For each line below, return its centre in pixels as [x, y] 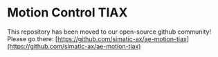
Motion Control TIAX [67, 13]
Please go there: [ [33, 38]
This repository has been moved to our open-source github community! [109, 32]
